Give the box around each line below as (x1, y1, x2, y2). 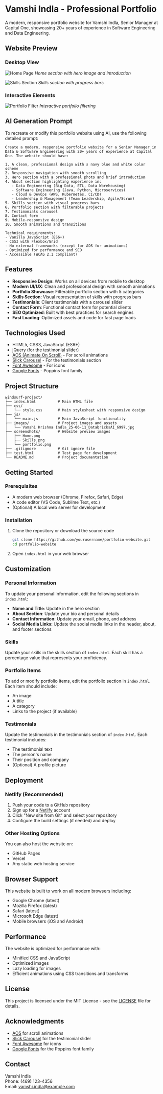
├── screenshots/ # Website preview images (5, 429, 111, 434)
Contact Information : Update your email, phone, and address (12, 616, 137, 621)
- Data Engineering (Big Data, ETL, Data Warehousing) (11, 183, 126, 188)
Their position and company (12, 757, 69, 762)
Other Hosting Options (5, 830, 60, 837)
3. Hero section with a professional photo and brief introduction (5, 175, 146, 180)
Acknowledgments (5, 1017, 65, 1025)
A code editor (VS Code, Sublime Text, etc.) (12, 499, 100, 505)
